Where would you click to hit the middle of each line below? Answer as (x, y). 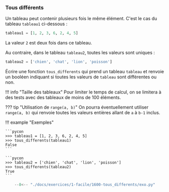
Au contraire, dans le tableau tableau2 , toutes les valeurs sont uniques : (80, 53)
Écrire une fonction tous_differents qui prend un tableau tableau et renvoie (84, 72)
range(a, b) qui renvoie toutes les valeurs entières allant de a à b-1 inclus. (83, 113)
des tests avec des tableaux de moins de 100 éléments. (63, 98)
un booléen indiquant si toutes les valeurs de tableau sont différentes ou (81, 77)
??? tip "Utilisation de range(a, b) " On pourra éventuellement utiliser (77, 107)
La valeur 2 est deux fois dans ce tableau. (49, 43)
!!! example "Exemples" (30, 122)
